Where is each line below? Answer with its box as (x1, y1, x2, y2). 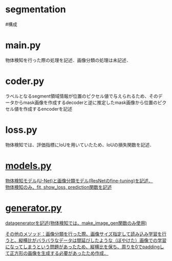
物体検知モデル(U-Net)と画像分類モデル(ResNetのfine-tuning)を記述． (5, 177, 154, 184)
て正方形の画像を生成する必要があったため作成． (5, 250, 109, 256)
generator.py (5, 202, 62, 214)
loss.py (5, 124, 37, 135)
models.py (5, 160, 52, 171)
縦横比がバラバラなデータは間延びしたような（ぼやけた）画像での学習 (18, 237, 167, 243)
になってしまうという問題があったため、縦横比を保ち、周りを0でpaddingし (5, 244, 165, 250)
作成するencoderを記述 (23, 106, 73, 112)
